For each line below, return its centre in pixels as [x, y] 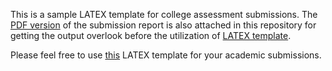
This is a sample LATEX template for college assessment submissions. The [164, 14]
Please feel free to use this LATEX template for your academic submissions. [166, 55]
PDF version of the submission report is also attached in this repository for [163, 25]
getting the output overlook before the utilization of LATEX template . [151, 35]
